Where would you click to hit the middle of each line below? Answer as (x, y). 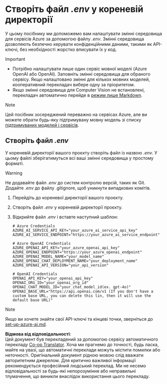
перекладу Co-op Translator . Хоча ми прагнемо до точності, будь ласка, (82, 344)
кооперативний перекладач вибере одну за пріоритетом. (74, 84)
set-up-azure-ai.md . (26, 324)
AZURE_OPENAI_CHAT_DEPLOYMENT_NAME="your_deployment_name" (75, 261)
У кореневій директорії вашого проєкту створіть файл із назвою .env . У (81, 152)
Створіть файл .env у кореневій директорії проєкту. (68, 207)
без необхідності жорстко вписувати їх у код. (68, 49)
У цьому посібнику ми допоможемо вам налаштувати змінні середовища (84, 33)
